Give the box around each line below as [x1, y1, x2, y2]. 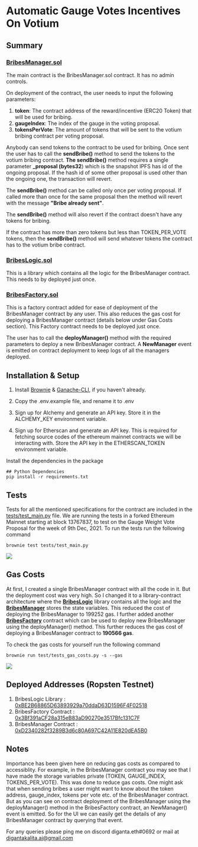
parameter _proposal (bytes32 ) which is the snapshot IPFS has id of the [6, 162, 183, 170]
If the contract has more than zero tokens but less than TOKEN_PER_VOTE [6, 228, 187, 235]
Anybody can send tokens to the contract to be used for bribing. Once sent [6, 143, 189, 151]
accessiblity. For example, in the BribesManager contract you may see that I [6, 766, 191, 773]
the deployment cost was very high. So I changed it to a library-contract [6, 592, 181, 599]
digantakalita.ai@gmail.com [6, 834, 74, 841]
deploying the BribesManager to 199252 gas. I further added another [6, 611, 174, 618]
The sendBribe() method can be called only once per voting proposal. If [6, 187, 182, 194]
